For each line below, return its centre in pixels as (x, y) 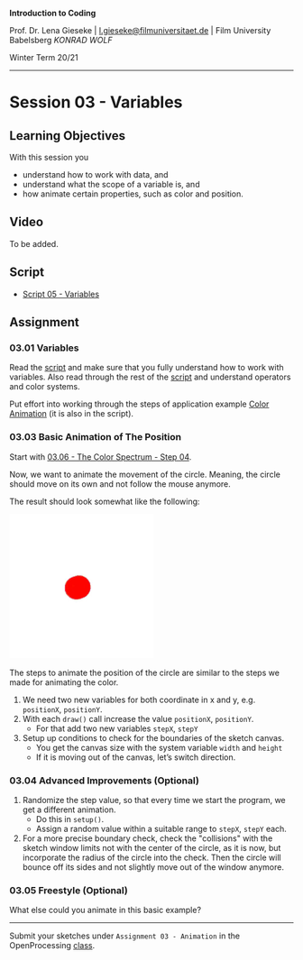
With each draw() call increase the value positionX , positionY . (138, 718)
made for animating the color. (64, 682)
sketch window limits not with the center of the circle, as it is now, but (151, 847)
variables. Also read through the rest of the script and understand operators (150, 377)
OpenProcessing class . (52, 946)
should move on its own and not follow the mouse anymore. (120, 484)
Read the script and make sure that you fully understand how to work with (147, 368)
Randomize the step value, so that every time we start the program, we (154, 800)
